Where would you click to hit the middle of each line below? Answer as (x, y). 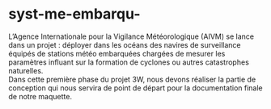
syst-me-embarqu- (74, 14)
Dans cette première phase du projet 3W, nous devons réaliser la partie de (132, 79)
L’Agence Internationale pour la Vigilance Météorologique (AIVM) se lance (131, 36)
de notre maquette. (40, 96)
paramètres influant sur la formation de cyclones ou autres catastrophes (129, 62)
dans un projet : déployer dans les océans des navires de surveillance (125, 44)
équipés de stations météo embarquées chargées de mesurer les (117, 53)
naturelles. (26, 70)
